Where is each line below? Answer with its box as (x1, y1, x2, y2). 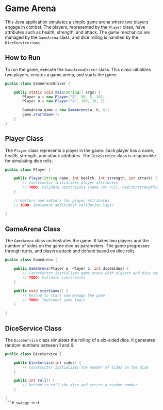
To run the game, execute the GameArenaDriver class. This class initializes (5, 66, 151, 72)
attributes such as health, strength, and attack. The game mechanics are (5, 29, 150, 35)
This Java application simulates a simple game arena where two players (5, 19, 149, 25)
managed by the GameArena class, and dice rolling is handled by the (5, 34, 138, 40)
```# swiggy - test (5, 400, 40, 405)
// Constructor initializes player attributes (22, 180, 118, 185)
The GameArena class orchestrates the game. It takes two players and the (5, 238, 149, 244)
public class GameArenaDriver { (5, 81, 70, 86)
